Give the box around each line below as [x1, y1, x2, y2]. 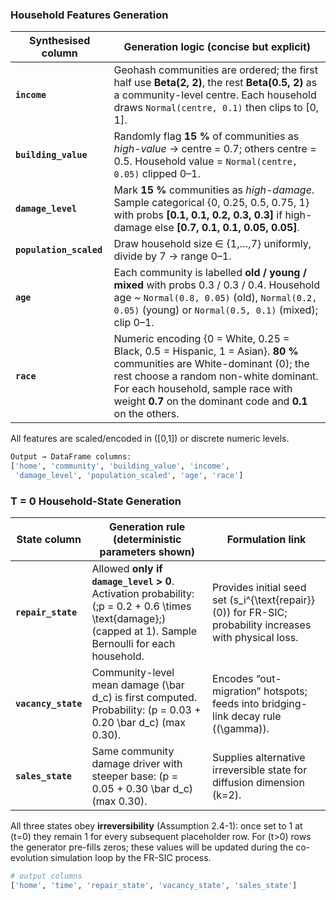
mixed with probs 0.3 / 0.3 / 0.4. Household [113, 278, 320, 292]
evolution [10, 852, 49, 864]
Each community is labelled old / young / [113, 266, 307, 280]
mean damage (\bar [91, 678, 185, 692]
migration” [212, 684, 262, 698]
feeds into [212, 697, 260, 711]
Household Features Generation [10, 8, 169, 22]
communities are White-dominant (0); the [113, 357, 310, 371]
